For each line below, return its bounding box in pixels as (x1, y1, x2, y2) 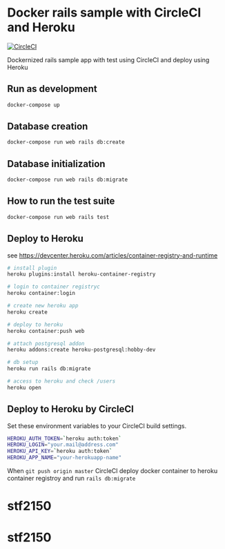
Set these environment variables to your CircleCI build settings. (7, 421, 187, 430)
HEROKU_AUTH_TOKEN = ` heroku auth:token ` (7, 435, 122, 442)
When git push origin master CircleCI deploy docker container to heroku (7, 467, 218, 475)
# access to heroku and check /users (7, 378, 116, 385)
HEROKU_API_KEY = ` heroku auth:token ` (7, 447, 112, 455)
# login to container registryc (7, 283, 100, 291)
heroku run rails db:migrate (7, 365, 91, 372)
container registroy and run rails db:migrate (7, 474, 136, 483)
